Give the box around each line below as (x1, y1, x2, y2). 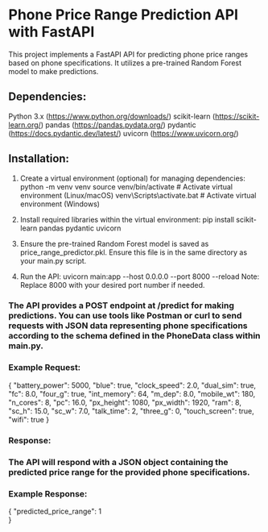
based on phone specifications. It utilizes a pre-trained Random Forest (8, 58, 242, 68)
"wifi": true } (8, 414, 50, 424)
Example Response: (8, 488, 88, 499)
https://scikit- (214, 111, 260, 121)
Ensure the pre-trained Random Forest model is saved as (19, 239, 209, 248)
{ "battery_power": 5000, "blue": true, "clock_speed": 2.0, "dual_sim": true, (8, 380, 256, 390)
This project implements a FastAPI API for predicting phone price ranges (8, 49, 248, 59)
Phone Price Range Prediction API (8, 6, 239, 24)
